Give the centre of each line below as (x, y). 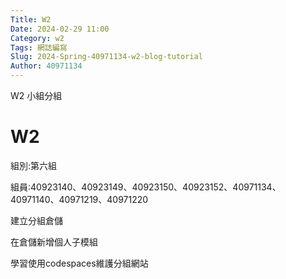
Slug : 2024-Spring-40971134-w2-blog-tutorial (106, 57)
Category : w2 (37, 38)
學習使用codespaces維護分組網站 (79, 263)
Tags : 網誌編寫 (39, 47)
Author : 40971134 (46, 66)
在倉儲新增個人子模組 (54, 242)
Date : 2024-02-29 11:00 (60, 29)
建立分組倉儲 (36, 220)
